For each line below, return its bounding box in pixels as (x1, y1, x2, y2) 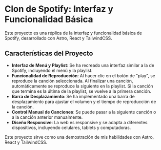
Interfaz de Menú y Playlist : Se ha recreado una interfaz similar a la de (11, 62, 155, 68)
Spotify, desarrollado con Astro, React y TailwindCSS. (4, 35, 113, 41)
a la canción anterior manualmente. (11, 114, 83, 120)
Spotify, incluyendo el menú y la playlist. (11, 67, 93, 73)
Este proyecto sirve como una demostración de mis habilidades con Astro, (4, 134, 154, 140)
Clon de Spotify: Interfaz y (4, 3, 113, 15)
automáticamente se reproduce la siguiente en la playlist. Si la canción (11, 83, 153, 89)
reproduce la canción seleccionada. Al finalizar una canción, (11, 78, 133, 84)
